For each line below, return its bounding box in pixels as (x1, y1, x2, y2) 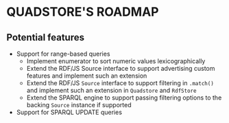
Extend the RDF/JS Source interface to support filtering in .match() (26, 79, 214, 87)
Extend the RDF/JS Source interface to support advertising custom (26, 65, 215, 72)
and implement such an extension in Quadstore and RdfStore (26, 87, 197, 94)
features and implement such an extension (26, 71, 147, 80)
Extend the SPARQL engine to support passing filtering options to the (26, 93, 222, 102)
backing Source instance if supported (26, 101, 132, 109)
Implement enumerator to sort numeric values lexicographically (26, 57, 206, 65)
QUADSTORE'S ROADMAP (6, 4, 159, 20)
